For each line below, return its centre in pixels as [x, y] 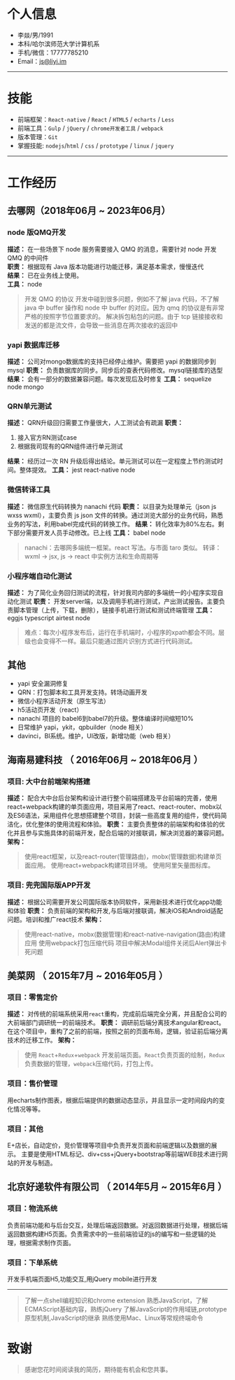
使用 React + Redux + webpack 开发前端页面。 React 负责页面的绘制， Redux [124, 1055]
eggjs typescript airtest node [49, 618]
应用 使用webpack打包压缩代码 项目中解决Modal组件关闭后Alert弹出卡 [126, 943]
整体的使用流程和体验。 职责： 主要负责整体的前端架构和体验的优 [131, 824]
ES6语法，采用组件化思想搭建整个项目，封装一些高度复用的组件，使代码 [117, 816]
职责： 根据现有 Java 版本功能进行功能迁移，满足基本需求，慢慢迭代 [106, 266]
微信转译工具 [29, 490]
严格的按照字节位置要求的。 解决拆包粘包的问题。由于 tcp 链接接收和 [123, 316]
